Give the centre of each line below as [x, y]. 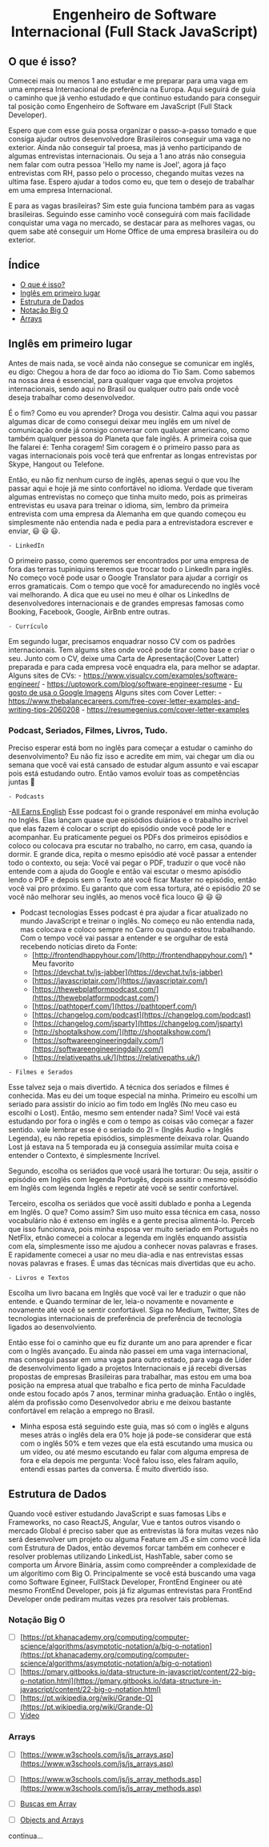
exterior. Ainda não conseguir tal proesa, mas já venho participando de [125, 147]
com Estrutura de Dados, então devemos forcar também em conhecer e [127, 1547]
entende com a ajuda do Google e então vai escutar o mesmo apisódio [125, 871]
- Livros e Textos [39, 1278]
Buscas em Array [48, 1804]
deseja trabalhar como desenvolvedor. [72, 397]
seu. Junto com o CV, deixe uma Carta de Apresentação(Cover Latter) [124, 658]
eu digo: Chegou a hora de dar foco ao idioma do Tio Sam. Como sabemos [132, 372]
